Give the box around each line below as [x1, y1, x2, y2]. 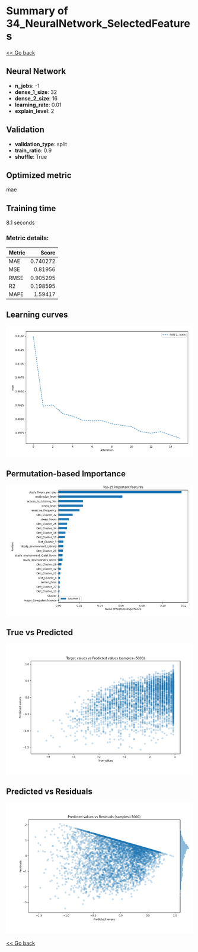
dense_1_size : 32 [14, 88, 58, 96]
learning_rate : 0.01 [14, 101, 62, 108]
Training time [6, 203, 56, 213]
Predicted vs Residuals [6, 786, 93, 796]
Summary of [6, 4, 68, 18]
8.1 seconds [6, 219, 35, 227]
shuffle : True [14, 153, 47, 160]
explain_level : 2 [14, 107, 55, 114]
